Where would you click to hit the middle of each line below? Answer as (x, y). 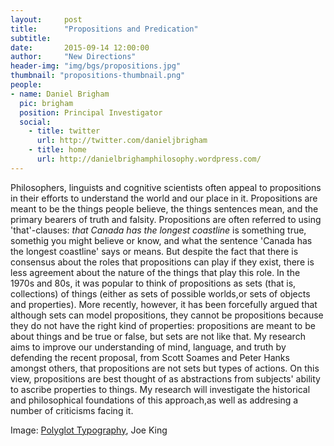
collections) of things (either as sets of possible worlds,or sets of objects (160, 293)
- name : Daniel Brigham (60, 94)
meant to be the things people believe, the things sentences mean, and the (164, 208)
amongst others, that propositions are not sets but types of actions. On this (165, 368)
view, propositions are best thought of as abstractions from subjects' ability (165, 378)
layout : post (46, 19)
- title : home (57, 150)
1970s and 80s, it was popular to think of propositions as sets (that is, (153, 283)
